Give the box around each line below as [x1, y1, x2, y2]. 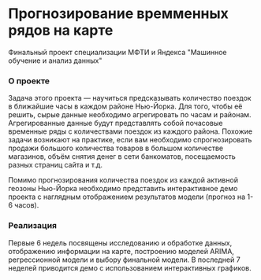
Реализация [8, 220, 58, 231]
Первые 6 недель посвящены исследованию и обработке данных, [8, 238, 233, 248]
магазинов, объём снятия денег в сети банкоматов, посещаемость [8, 152, 237, 161]
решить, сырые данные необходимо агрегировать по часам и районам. [8, 110, 252, 120]
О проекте [8, 76, 50, 87]
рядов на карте [8, 21, 114, 39]
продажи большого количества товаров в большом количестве [8, 143, 223, 153]
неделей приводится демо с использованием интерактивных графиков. [8, 263, 252, 272]
